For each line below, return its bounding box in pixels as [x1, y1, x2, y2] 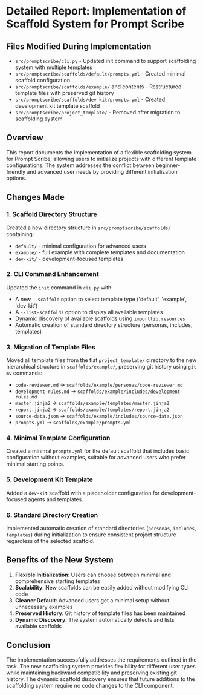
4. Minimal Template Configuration [6, 434, 111, 443]
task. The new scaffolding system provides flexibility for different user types [6, 662, 196, 670]
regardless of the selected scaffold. [6, 537, 95, 544]
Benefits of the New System [6, 555, 114, 565]
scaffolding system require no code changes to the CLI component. [6, 682, 175, 689]
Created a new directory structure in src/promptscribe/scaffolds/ [6, 224, 171, 231]
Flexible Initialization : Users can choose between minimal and [14, 571, 171, 578]
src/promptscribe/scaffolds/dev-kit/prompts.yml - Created [14, 96, 166, 103]
